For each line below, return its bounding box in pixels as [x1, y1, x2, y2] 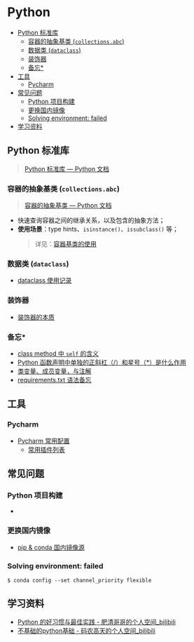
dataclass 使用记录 [17, 276, 72, 285]
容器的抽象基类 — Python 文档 [24, 201, 112, 210]
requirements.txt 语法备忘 [17, 375, 92, 384]
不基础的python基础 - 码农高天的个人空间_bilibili [17, 626, 155, 635]
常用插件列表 [27, 445, 65, 453]
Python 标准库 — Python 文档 [24, 164, 110, 173]
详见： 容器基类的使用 [34, 240, 97, 248]
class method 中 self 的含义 [17, 349, 99, 358]
